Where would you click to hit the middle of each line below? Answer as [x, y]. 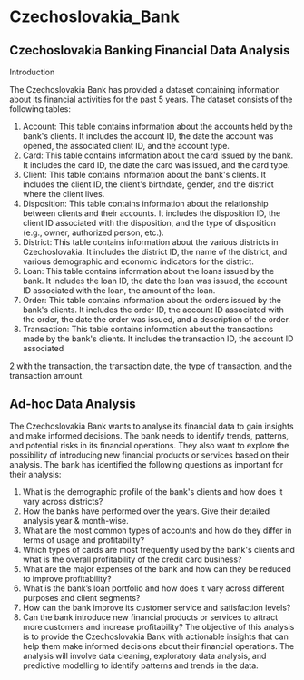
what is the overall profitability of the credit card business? [132, 559]
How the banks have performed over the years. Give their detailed [146, 511]
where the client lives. [64, 194]
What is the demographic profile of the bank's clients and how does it [152, 491]
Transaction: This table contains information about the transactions [148, 329]
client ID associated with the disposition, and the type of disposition [149, 223]
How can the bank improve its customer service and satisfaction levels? [157, 607]
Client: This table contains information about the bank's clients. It [144, 175]
